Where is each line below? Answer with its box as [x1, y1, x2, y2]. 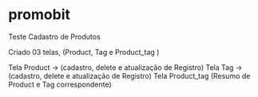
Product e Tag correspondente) [8, 80, 112, 89]
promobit [8, 6, 70, 24]
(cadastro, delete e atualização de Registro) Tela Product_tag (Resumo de [8, 71, 251, 80]
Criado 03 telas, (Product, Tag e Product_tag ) [8, 47, 160, 56]
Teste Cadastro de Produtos [8, 32, 101, 41]
